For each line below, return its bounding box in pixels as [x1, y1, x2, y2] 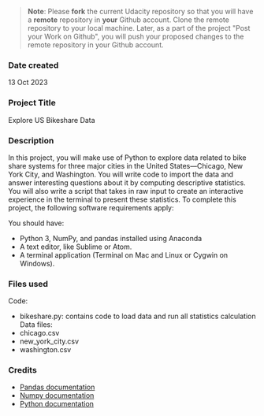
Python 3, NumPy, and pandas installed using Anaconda [19, 233, 203, 243]
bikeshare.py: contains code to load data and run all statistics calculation [19, 311, 256, 321]
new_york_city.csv [19, 336, 80, 346]
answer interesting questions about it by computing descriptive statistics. [8, 177, 246, 188]
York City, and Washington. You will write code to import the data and [8, 169, 234, 179]
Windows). [19, 258, 55, 268]
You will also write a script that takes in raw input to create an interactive [8, 186, 244, 195]
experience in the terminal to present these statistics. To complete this [8, 195, 236, 204]
